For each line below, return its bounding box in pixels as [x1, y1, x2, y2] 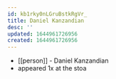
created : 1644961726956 [7, 37, 78, 44]
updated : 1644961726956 [7, 30, 78, 38]
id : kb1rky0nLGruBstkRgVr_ [7, 10, 88, 18]
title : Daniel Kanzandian [7, 17, 84, 24]
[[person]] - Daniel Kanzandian [17, 56, 109, 65]
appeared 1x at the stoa [17, 64, 87, 73]
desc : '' [7, 23, 33, 31]
